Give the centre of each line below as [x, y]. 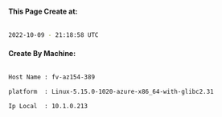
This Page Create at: [43, 11]
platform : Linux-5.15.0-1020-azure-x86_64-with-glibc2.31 [111, 92]
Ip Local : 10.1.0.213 [48, 107]
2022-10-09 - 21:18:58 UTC [53, 35]
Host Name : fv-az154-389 [51, 77]
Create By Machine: [42, 53]
